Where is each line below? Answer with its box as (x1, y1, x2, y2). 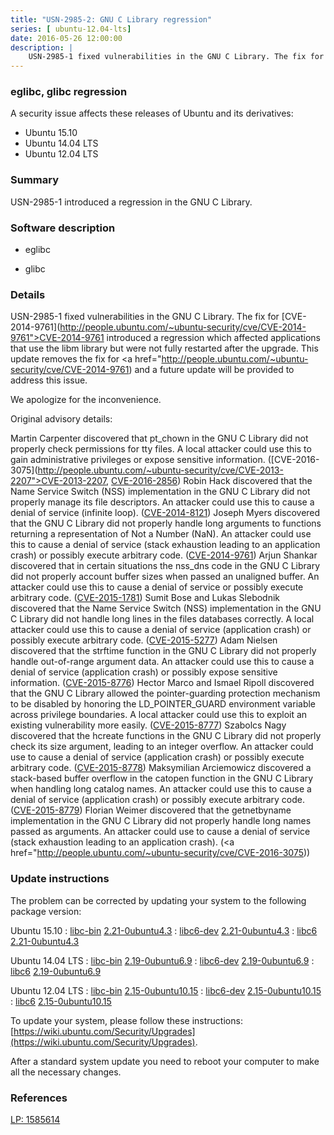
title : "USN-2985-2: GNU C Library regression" (10, 14, 213, 25)
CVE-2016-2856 (111, 475, 178, 487)
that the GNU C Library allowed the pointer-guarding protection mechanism (10, 687, 321, 700)
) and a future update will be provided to (128, 364, 295, 376)
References (10, 1091, 68, 1105)
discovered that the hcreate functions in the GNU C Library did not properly (10, 730, 322, 742)
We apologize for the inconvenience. (10, 394, 162, 406)
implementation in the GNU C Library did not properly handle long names (10, 815, 312, 827)
